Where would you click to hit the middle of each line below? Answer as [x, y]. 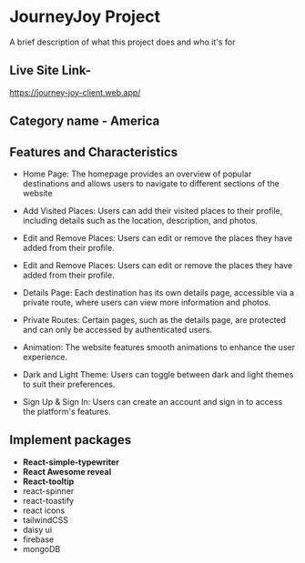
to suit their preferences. [69, 384]
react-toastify [48, 500]
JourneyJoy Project [85, 17]
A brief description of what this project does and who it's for [122, 42]
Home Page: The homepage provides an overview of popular [137, 174]
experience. [45, 357]
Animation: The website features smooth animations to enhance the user [159, 347]
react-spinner [48, 491]
